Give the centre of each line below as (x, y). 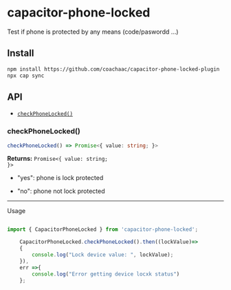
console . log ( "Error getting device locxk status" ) (106, 274)
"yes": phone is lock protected (60, 178)
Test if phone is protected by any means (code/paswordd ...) (93, 32)
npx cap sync (26, 76)
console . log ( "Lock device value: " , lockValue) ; (103, 255)
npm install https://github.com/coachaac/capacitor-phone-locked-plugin (113, 69)
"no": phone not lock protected (61, 191)
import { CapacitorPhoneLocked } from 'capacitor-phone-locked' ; (102, 230)
